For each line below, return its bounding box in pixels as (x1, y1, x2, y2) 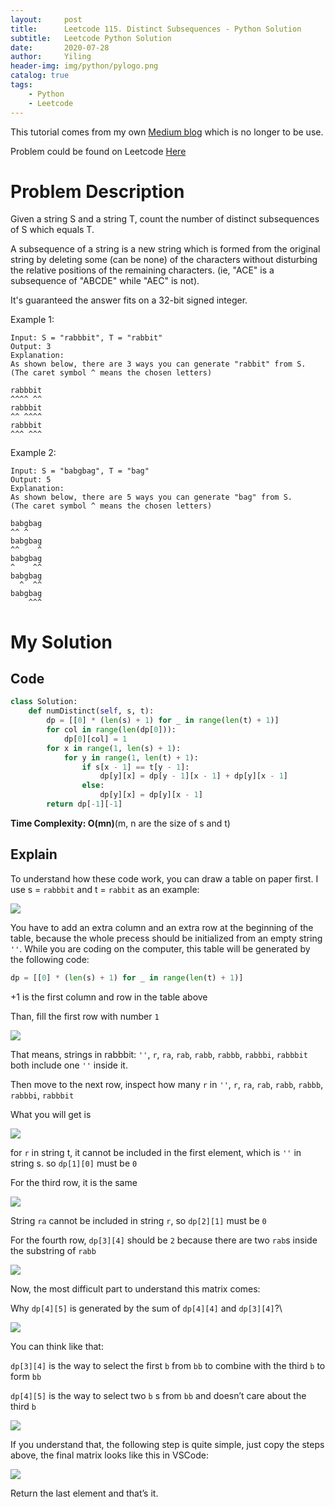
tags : (10, 80, 33, 90)
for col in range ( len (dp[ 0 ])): (46, 725, 177, 735)
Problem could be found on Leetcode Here (10, 145, 187, 157)
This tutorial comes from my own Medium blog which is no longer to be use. (10, 126, 324, 138)
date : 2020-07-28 (10, 42, 110, 53)
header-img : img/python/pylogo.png (10, 61, 159, 71)
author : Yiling (10, 52, 92, 62)
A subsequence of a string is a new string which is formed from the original (10, 243, 321, 255)
